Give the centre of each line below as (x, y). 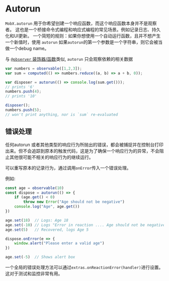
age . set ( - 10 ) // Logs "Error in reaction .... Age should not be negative (85, 225)
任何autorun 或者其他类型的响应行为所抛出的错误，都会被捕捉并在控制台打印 (84, 145)
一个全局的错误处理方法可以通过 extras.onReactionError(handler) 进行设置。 (84, 267)
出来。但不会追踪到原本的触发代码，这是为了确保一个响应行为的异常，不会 (82, 151)
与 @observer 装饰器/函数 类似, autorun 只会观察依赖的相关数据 (69, 59)
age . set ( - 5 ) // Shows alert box (40, 257)
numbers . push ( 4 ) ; (23, 92)
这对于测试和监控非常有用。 (34, 273)
